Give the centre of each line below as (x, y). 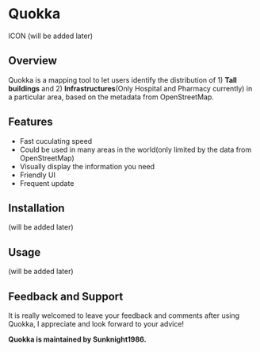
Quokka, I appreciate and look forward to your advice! (96, 324)
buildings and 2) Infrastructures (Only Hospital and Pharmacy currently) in (130, 88)
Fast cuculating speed (56, 141)
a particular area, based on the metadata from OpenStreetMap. (111, 97)
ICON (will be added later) (51, 36)
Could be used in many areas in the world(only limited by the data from (136, 149)
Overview (33, 61)
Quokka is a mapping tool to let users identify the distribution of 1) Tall (123, 79)
